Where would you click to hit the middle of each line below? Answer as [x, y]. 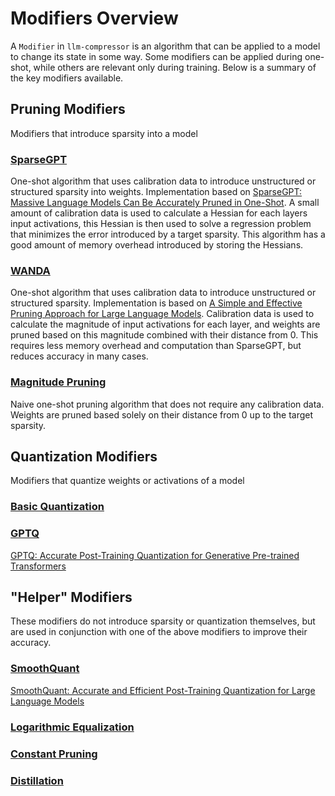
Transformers [38, 566]
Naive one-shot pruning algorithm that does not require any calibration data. [167, 404]
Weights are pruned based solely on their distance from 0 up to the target [162, 414]
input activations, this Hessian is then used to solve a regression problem [161, 224]
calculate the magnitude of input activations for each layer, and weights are [165, 324]
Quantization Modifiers [84, 457]
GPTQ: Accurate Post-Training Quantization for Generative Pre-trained [155, 555]
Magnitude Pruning [58, 382]
